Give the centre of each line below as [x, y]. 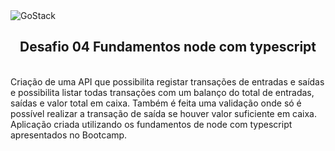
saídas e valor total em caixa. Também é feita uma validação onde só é [156, 103]
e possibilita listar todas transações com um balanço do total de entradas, [162, 92]
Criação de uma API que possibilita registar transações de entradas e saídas [167, 81]
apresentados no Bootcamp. [69, 135]
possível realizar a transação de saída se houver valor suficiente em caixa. [163, 113]
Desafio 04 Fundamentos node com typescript [168, 47]
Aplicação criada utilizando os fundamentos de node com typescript [151, 124]
